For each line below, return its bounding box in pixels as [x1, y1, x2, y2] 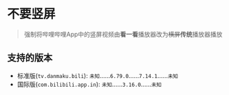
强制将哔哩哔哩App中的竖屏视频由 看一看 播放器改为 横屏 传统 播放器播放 [23, 30, 223, 38]
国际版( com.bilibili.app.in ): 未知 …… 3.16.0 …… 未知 [17, 80, 162, 88]
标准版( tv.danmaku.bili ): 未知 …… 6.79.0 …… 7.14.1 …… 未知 [17, 71, 179, 79]
